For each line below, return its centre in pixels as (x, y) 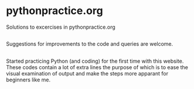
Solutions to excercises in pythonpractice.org (61, 27)
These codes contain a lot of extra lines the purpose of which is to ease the (97, 67)
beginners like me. (28, 80)
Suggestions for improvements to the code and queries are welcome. (90, 44)
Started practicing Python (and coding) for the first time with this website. (95, 61)
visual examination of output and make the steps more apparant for (87, 73)
